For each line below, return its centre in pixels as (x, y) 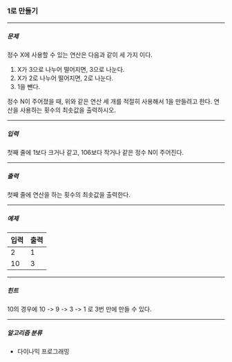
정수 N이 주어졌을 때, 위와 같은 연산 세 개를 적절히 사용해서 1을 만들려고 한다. (110, 102)
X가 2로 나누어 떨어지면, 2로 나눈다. (65, 78)
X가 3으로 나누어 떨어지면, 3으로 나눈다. (71, 70)
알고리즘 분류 (25, 332)
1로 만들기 (23, 10)
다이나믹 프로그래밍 (43, 352)
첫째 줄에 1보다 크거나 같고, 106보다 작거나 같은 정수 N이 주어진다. (96, 153)
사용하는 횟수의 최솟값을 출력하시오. (68, 110)
